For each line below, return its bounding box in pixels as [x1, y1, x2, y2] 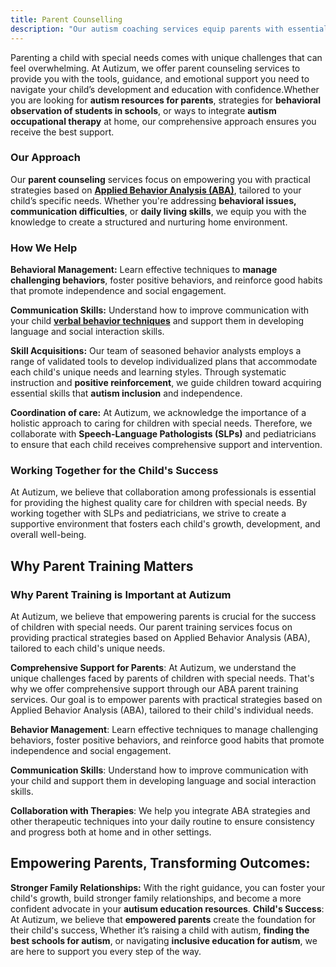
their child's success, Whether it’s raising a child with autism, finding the [10, 924, 310, 936]
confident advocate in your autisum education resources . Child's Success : [10, 902, 325, 915]
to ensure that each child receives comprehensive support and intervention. [10, 439, 323, 451]
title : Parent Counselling [10, 14, 123, 25]
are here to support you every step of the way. [10, 945, 202, 957]
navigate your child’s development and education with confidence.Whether [10, 83, 320, 95]
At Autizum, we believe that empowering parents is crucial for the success [10, 611, 317, 623]
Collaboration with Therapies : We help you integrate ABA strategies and [10, 805, 311, 817]
